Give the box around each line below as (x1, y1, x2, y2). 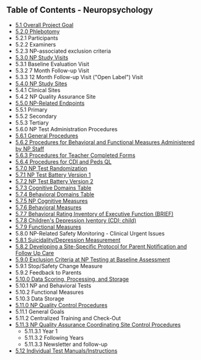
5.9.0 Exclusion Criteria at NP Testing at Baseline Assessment (15, 256, 170, 263)
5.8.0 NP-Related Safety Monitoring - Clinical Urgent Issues (15, 229, 165, 237)
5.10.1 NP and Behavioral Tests (15, 281, 92, 289)
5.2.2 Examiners (15, 40, 56, 48)
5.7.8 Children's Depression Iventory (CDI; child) (15, 216, 136, 224)
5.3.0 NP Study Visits (15, 53, 68, 61)
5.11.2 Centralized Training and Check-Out (15, 314, 121, 321)
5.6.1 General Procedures (15, 132, 78, 139)
